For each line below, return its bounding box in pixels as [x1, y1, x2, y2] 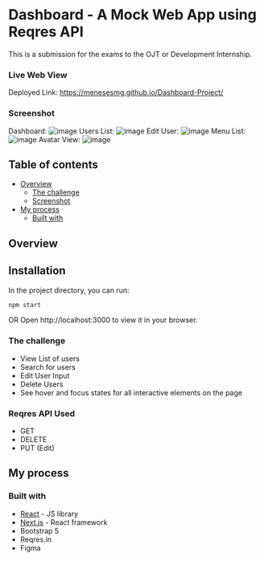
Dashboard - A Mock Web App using [8, 6, 258, 24]
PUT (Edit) [19, 444, 55, 453]
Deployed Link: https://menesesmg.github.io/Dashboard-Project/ [8, 88, 224, 97]
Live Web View [8, 69, 68, 80]
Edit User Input [19, 371, 70, 380]
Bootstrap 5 [19, 526, 60, 535]
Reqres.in [19, 534, 52, 544]
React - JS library [19, 509, 79, 518]
